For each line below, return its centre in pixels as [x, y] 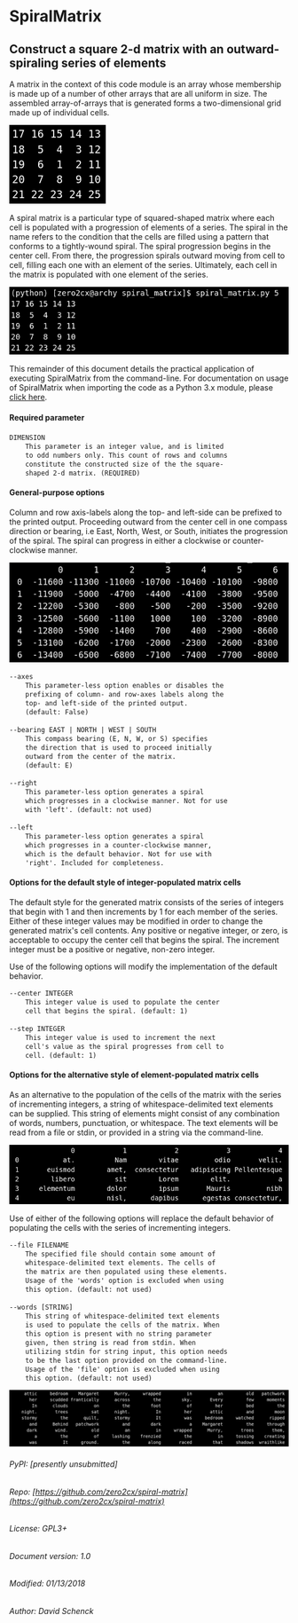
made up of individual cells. [59, 112]
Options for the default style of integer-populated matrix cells [125, 882]
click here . [28, 398]
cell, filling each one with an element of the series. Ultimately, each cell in [143, 265]
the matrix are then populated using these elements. [126, 1272]
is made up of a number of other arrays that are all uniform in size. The [138, 94]
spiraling [34, 63]
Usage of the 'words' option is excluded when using [125, 1280]
